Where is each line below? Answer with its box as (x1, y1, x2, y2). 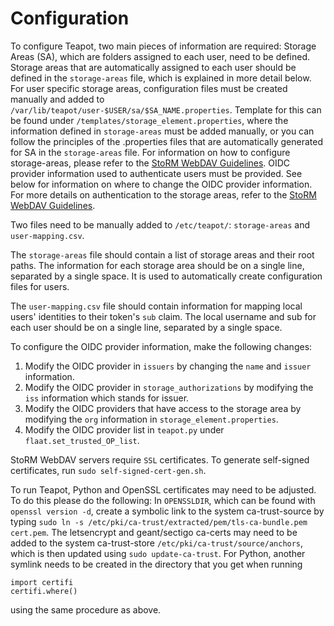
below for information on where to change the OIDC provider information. (10, 178, 313, 190)
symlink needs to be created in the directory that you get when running (10, 558, 303, 570)
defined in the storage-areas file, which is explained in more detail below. (10, 72, 312, 84)
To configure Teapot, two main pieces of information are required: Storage (10, 40, 317, 52)
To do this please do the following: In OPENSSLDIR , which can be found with (10, 494, 316, 506)
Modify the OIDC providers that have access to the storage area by (24, 402, 302, 414)
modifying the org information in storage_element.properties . (24, 413, 279, 425)
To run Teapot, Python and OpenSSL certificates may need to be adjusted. (10, 483, 317, 496)
